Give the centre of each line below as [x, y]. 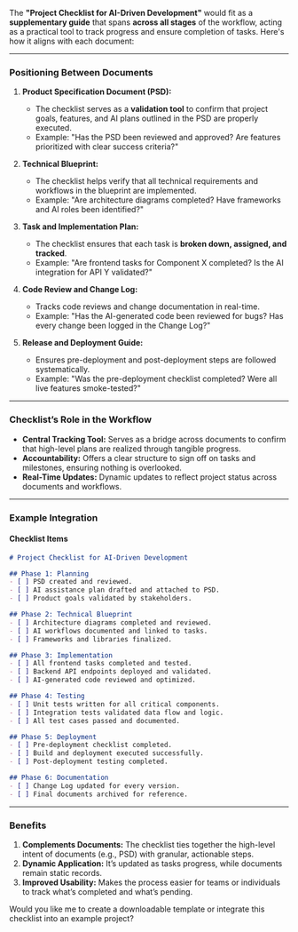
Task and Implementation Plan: [80, 227]
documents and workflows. [72, 486]
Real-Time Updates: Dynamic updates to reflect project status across [149, 477]
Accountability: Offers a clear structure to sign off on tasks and [139, 458]
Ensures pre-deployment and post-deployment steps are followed [156, 360]
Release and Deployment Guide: [82, 343]
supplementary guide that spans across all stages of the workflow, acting [145, 22]
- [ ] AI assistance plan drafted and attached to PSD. [114, 590]
